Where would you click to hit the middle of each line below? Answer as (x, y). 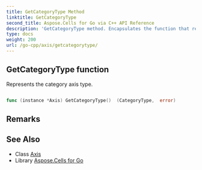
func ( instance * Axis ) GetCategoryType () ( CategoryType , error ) (91, 100)
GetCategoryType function (58, 70)
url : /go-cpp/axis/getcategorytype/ (52, 46)
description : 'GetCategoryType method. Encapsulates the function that (98, 29)
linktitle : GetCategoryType (41, 17)
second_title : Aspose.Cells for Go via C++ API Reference (80, 23)
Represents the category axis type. (50, 84)
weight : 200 (21, 40)
